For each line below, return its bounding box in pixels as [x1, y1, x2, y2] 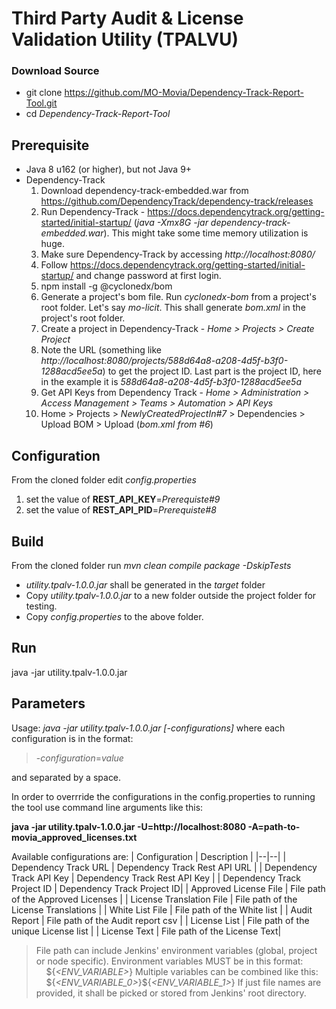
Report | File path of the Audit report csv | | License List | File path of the [11, 914, 310, 926]
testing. [25, 600, 58, 612]
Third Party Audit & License [11, 7, 244, 30]
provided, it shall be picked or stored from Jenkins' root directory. [35, 987, 307, 999]
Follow [40, 259, 69, 271]
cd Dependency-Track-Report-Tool [25, 108, 171, 120]
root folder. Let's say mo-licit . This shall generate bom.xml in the [40, 302, 306, 314]
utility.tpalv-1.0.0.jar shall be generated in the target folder [25, 578, 266, 591]
